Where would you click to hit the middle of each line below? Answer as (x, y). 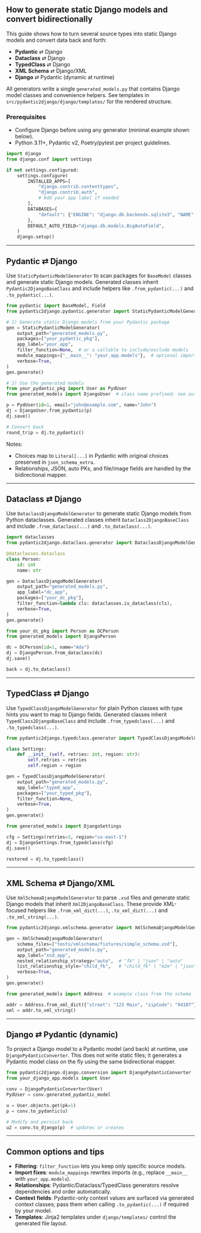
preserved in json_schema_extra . (55, 462)
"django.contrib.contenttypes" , (78, 187)
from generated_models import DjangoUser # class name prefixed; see (96, 394)
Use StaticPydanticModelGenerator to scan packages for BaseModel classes (99, 276)
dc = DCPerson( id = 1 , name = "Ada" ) (48, 647)
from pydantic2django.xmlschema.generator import (69, 928)
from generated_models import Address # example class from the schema (99, 994)
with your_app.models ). (42, 1179)
